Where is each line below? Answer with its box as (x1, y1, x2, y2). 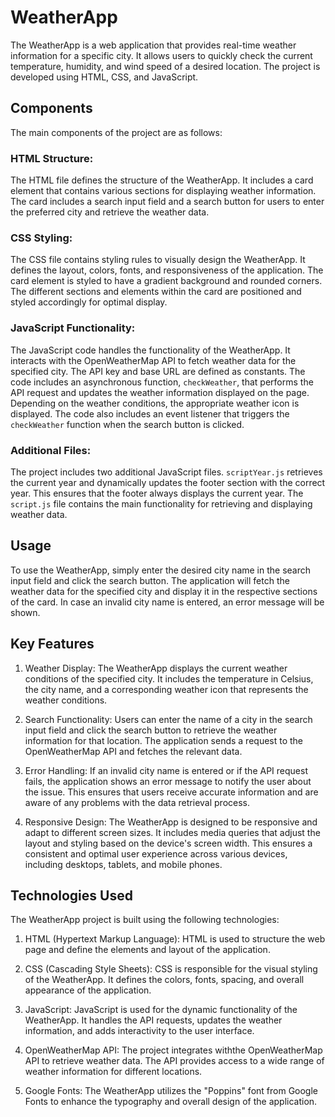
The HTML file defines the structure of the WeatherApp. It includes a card (10, 174, 314, 186)
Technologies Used (10, 887, 133, 904)
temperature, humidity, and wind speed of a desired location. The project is (10, 60, 321, 72)
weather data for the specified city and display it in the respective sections (10, 585, 318, 597)
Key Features (10, 636, 95, 653)
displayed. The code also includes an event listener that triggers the (10, 407, 290, 420)
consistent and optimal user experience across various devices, (24, 847, 288, 860)
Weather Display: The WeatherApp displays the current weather (24, 662, 288, 674)
